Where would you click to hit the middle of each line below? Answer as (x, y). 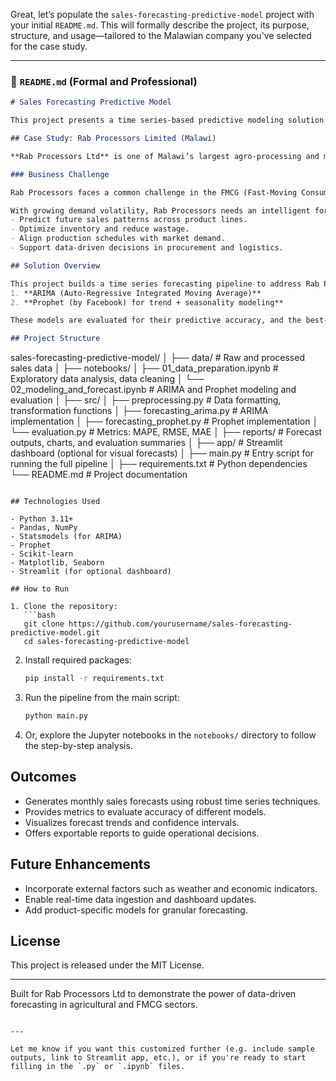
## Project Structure (55, 339)
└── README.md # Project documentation (99, 475)
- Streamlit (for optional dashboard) (91, 572)
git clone (44, 624)
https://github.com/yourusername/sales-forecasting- (180, 624)
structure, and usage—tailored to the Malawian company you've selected (161, 35)
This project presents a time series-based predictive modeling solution (167, 120)
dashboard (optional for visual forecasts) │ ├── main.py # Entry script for (162, 453)
